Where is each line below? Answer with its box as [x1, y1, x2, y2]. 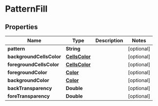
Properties [5, 23, 38, 31]
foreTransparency [7, 93, 50, 99]
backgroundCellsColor [7, 53, 61, 60]
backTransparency [7, 85, 52, 91]
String [65, 45, 80, 52]
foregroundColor [7, 69, 47, 76]
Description [95, 37, 123, 44]
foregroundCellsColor [7, 61, 59, 68]
